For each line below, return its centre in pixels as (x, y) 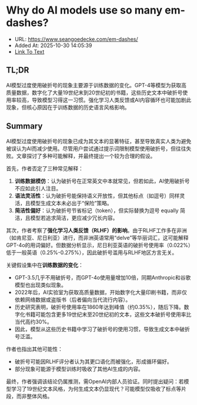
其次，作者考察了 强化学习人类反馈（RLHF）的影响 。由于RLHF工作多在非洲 (96, 230)
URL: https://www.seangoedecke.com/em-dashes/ (76, 39)
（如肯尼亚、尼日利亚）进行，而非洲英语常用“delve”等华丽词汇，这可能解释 (97, 238)
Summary (24, 126)
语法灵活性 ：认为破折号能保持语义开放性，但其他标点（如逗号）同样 (97, 196)
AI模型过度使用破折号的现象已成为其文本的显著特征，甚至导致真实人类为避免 (99, 141)
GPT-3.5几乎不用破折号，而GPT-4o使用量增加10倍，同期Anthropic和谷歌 (103, 277)
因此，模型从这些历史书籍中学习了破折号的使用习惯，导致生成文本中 (97, 329)
